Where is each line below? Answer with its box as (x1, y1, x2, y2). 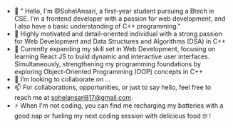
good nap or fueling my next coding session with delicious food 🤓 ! (14, 111, 212, 120)
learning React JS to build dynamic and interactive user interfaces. (14, 52, 210, 61)
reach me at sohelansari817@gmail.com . (14, 93, 133, 101)
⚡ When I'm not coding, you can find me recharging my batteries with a (14, 101, 224, 110)
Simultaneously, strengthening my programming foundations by (14, 60, 202, 68)
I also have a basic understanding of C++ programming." (14, 22, 181, 30)
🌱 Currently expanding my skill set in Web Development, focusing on (14, 45, 216, 53)
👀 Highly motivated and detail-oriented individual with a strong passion (14, 29, 223, 38)
